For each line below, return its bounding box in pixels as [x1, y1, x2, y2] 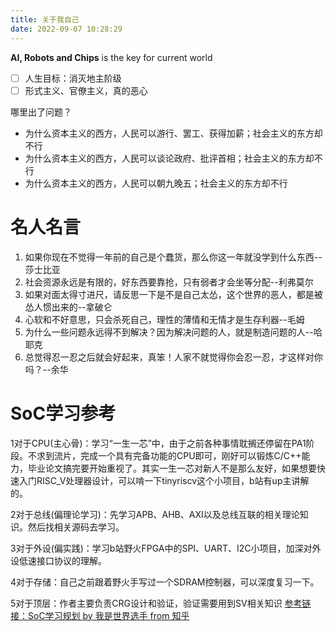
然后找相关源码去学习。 [27, 521, 125, 533]
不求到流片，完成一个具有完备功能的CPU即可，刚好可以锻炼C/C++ [27, 449, 302, 461]
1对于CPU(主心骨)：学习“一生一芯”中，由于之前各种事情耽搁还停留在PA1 [10, 437, 307, 449]
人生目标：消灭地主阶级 [24, 72, 122, 84]
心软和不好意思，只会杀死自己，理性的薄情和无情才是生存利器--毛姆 [24, 313, 305, 325]
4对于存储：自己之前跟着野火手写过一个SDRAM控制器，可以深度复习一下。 [10, 576, 320, 588]
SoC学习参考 [10, 402, 117, 425]
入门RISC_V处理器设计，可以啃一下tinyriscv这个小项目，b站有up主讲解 [18, 474, 310, 486]
